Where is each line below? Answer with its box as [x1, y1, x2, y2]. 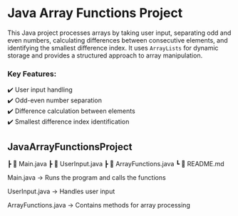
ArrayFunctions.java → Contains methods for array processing [7, 201, 190, 210]
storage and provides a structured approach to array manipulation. [7, 51, 203, 60]
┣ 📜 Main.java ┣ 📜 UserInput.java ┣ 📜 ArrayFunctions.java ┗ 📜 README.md [7, 160, 224, 168]
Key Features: [7, 69, 57, 79]
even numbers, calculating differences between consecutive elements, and [7, 36, 228, 44]
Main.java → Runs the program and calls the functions [7, 173, 166, 182]
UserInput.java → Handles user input [7, 187, 115, 196]
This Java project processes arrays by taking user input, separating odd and [7, 28, 232, 37]
